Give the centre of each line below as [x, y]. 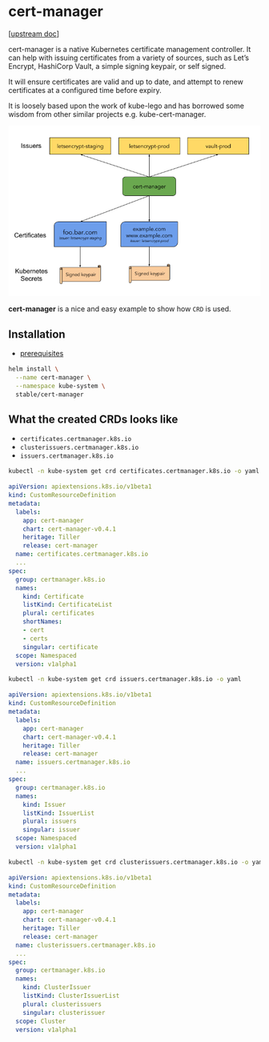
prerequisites [42, 353]
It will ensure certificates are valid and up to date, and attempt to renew [126, 82]
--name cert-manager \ [53, 377]
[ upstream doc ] [34, 34]
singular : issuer [52, 830]
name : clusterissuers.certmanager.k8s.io [86, 945]
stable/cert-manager [50, 395]
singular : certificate [60, 647]
